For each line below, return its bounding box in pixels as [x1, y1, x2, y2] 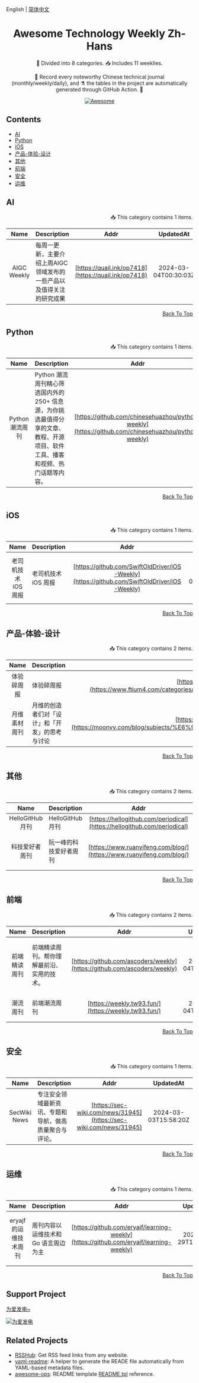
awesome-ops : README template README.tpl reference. [14, 1370, 155, 1377]
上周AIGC [41, 258, 68, 267]
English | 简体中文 [6, 6, 50, 12]
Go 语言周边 [31, 1239, 66, 1248]
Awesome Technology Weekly [12, 27, 166, 40]
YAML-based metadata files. [14, 1364, 85, 1371]
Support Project [6, 1289, 66, 1299]
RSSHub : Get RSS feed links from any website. [14, 1351, 129, 1359]
